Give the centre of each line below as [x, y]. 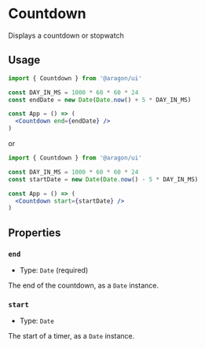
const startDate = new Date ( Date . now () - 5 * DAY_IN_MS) [103, 179]
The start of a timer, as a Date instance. [71, 336]
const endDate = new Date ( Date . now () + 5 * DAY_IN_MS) [100, 100]
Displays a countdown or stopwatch [66, 35]
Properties [35, 233]
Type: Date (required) [54, 270]
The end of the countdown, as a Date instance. [84, 285]
